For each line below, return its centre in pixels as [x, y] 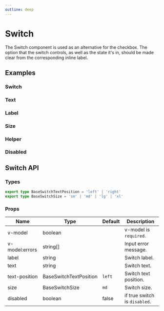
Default [111, 221]
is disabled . [138, 302]
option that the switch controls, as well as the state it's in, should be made [79, 52]
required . [135, 236]
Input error [137, 244]
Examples [20, 73]
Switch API [22, 168]
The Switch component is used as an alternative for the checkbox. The [76, 47]
